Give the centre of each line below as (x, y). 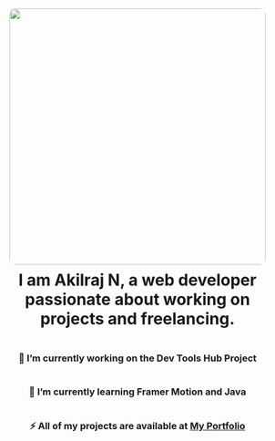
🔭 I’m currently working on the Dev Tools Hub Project (137, 358)
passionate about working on (137, 300)
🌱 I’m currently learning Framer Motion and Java (137, 392)
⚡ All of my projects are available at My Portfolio (137, 426)
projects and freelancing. (137, 319)
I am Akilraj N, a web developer (137, 280)
